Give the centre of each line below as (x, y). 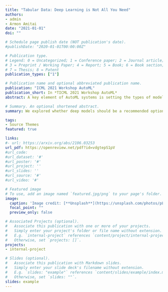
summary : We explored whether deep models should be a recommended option (85, 111)
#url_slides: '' (22, 171)
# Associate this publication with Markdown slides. (63, 263)
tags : (11, 120)
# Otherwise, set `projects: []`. (43, 240)
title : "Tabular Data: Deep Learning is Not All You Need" (68, 10)
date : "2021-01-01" (25, 28)
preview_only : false (31, 212)
